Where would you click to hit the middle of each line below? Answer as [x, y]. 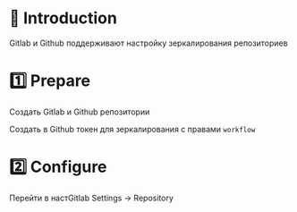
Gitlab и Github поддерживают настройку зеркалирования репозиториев [148, 43]
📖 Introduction [64, 18]
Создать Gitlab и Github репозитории [80, 112]
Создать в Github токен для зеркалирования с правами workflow [132, 129]
